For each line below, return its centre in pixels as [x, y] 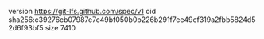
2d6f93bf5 [26, 28]
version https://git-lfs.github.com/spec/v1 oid [82, 11]
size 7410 [60, 28]
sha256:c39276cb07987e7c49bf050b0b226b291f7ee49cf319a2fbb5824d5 [132, 19]
